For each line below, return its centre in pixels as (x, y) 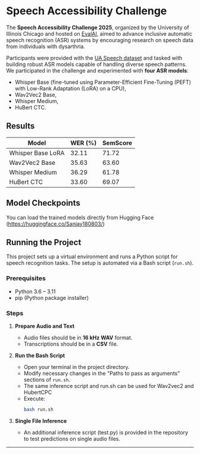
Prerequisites (26, 278)
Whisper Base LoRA (37, 153)
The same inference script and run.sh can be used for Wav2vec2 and (109, 386)
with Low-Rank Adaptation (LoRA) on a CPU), (71, 88)
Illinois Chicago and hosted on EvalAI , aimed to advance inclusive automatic (99, 33)
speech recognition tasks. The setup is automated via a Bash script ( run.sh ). (100, 263)
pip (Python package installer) (52, 298)
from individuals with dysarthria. (46, 46)
